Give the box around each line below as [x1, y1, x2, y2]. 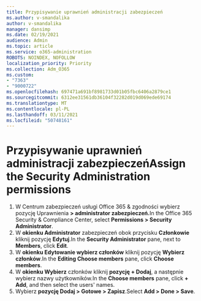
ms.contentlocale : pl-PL [6, 105, 70, 112]
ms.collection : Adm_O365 [6, 66, 70, 72]
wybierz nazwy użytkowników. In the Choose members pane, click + [15, 275, 189, 282]
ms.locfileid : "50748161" [6, 117, 72, 123]
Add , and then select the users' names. [15, 281, 115, 289]
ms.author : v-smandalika [6, 15, 70, 21]
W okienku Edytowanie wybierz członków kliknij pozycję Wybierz [15, 249, 185, 256]
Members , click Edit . [15, 242, 69, 250]
